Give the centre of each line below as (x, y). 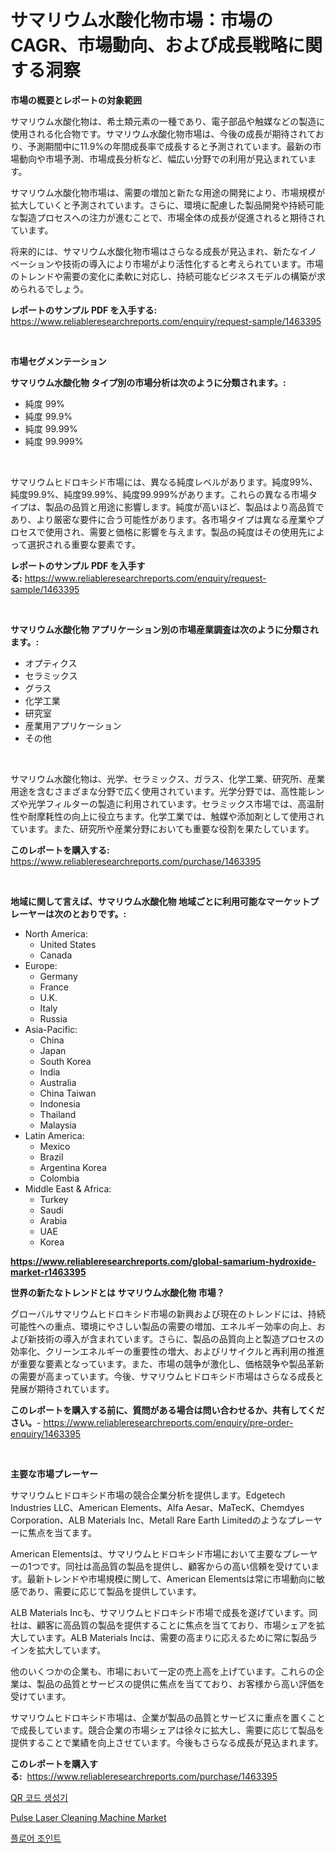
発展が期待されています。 (62, 1388)
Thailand (58, 1114)
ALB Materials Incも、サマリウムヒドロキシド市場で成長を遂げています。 (160, 1612)
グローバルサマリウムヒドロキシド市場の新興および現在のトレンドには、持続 (168, 1313)
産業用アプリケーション (73, 725)
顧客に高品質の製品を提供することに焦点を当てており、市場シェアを (176, 1625)
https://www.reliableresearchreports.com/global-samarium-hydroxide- (163, 1261)
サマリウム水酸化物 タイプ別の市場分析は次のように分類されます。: (148, 382)
